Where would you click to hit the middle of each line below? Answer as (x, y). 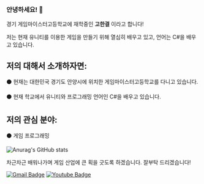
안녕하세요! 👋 (25, 9)
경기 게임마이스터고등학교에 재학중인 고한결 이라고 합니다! (75, 24)
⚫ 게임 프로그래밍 (28, 135)
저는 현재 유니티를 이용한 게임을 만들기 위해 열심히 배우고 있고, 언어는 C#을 (96, 37)
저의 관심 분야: (32, 120)
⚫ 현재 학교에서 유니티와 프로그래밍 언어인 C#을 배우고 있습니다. (84, 97)
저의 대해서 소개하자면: (47, 66)
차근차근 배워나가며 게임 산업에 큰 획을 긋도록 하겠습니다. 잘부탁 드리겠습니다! (99, 162)
